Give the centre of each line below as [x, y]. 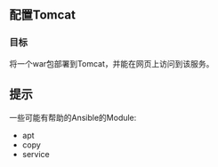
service [36, 154]
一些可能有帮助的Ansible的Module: [73, 117]
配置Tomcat [42, 15]
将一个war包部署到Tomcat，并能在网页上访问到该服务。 [112, 63]
